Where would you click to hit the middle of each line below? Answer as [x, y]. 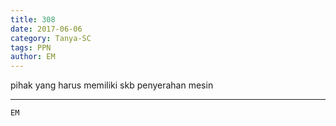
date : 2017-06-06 [46, 29]
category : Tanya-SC [51, 38]
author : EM [33, 57]
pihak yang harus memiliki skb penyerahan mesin [112, 85]
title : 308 [33, 19]
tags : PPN [31, 47]
